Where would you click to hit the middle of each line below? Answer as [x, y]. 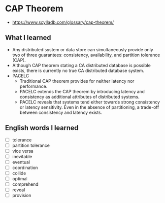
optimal [20, 179]
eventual [21, 162]
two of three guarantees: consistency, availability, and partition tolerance [86, 55]
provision [22, 196]
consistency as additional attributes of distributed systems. [79, 97]
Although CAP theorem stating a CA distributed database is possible [82, 65]
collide [19, 173]
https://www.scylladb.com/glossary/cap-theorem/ [63, 22]
